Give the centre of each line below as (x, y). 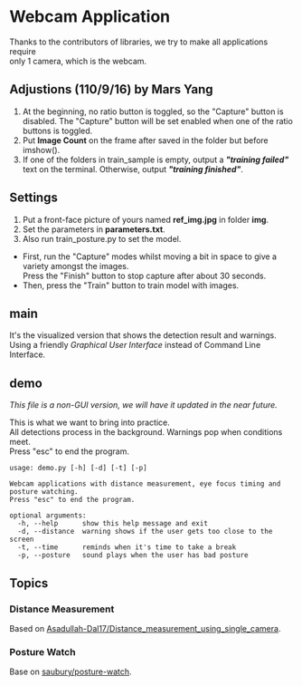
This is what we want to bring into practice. (90, 422)
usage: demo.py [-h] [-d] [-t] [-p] (78, 469)
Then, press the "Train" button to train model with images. (131, 285)
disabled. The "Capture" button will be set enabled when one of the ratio (158, 121)
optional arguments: (48, 516)
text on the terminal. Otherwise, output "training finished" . (133, 169)
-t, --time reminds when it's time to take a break (127, 547)
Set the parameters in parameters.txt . (94, 229)
